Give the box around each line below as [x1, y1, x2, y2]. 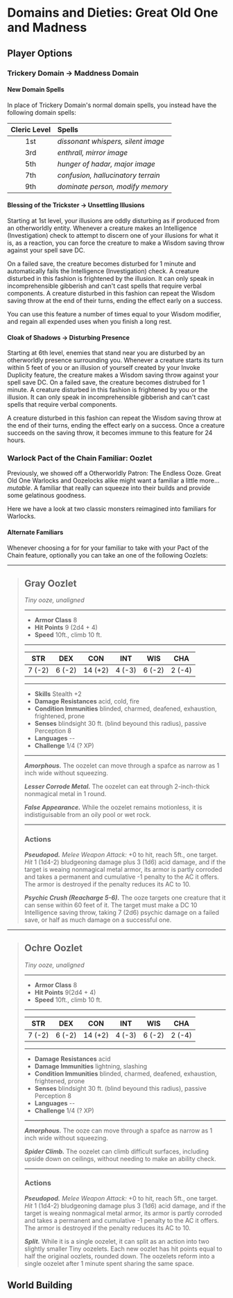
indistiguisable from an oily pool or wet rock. [24, 811, 151, 819]
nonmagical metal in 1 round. [24, 790, 107, 798]
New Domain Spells [7, 86, 64, 94]
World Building [7, 1279, 73, 1291]
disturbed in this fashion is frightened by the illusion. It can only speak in [7, 274, 214, 282]
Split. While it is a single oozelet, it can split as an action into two [24, 1237, 209, 1245]
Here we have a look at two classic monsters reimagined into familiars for [7, 505, 217, 513]
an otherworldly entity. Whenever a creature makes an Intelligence [7, 224, 198, 232]
